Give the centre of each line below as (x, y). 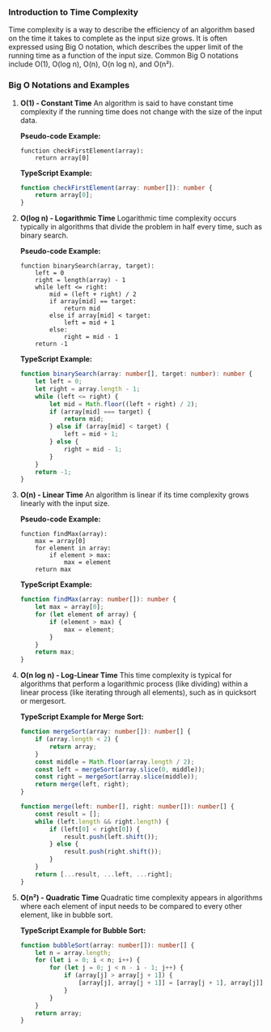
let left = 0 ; (59, 382)
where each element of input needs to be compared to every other (131, 906)
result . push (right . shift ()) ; (113, 852)
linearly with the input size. (65, 503)
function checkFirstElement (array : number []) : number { (116, 188)
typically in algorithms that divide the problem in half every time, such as (141, 227)
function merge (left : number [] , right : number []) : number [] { (127, 807)
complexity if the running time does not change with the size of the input (141, 111)
